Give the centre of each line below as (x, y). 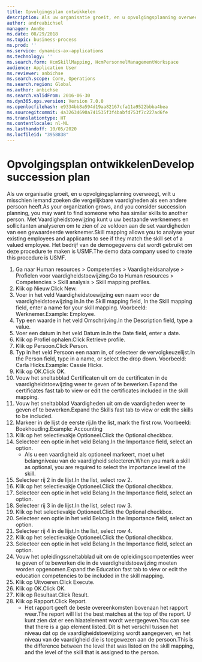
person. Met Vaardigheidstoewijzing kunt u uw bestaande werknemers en (98, 219)
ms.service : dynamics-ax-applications (55, 51)
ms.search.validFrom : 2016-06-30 (49, 96)
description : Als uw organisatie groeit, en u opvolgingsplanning (91, 17)
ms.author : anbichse (33, 90)
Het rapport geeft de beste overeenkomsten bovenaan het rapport (106, 607)
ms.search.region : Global (39, 85)
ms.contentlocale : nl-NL (38, 124)
